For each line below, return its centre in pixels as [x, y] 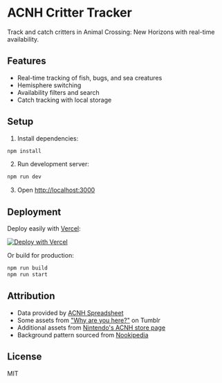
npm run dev [24, 177]
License [25, 357]
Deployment [34, 212]
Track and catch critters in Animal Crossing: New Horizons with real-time [111, 32]
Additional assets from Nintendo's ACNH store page [91, 328]
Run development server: [53, 164]
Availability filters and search [58, 92]
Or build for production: [40, 256]
